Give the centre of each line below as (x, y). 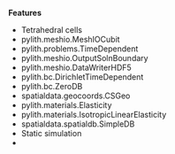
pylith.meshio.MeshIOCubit (70, 39)
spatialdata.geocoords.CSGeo (76, 96)
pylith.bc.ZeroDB (52, 86)
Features (25, 13)
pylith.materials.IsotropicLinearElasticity (94, 115)
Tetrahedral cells (52, 30)
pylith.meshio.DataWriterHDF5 (76, 67)
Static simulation (51, 133)
